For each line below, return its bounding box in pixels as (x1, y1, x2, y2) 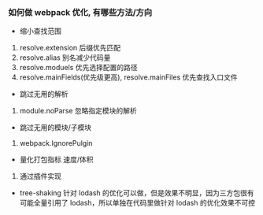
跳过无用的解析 (19, 89, 69, 99)
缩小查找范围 (19, 26, 61, 36)
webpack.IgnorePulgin (19, 139, 93, 148)
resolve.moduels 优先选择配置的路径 (19, 63, 138, 72)
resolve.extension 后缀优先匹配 (19, 43, 121, 53)
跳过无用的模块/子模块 (19, 123, 92, 132)
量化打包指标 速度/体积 (19, 155, 94, 165)
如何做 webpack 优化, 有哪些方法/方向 (8, 6, 153, 17)
